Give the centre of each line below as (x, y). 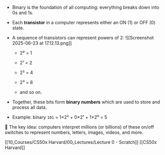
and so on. (31, 92)
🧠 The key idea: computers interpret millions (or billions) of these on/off (79, 127)
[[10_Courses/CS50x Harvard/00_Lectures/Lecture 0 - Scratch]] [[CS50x (81, 142)
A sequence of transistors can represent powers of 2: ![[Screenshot (83, 38)
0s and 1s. (23, 13)
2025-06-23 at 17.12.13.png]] (42, 43)
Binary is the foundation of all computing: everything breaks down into (86, 7)
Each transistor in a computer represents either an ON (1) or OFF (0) (84, 23)
